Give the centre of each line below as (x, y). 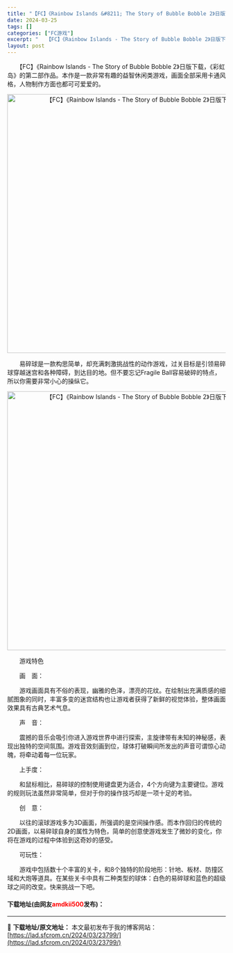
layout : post (26, 46)
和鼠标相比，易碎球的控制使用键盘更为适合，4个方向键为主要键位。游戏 (121, 784)
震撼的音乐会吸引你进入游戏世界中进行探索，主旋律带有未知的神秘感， (119, 737)
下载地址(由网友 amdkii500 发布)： (56, 904)
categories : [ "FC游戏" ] (41, 33)
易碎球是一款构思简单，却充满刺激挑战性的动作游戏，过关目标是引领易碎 (122, 364)
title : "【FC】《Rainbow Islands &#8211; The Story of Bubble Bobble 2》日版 (116, 14)
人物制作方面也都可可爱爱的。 (62, 84)
